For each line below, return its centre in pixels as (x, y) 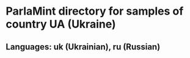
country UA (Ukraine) (61, 24)
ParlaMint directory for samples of (95, 11)
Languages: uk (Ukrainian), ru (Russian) (83, 47)
